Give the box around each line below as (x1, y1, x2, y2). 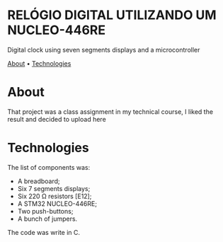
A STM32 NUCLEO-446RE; (17, 199, 98, 208)
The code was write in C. (7, 228, 80, 236)
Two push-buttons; (17, 207, 74, 215)
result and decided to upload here (7, 115, 106, 123)
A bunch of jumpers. (17, 214, 78, 223)
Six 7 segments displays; (17, 184, 91, 192)
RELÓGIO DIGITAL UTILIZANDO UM (7, 7, 217, 23)
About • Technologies (7, 59, 72, 67)
